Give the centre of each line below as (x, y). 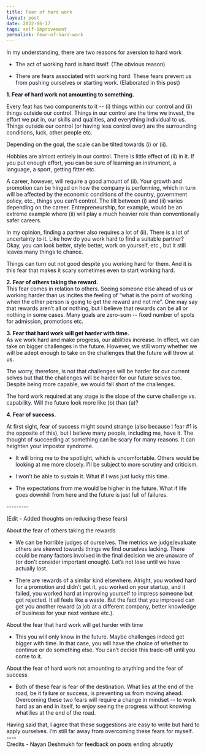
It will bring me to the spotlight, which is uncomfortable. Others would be (107, 458)
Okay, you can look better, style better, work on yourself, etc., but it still (96, 246)
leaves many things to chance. (45, 252)
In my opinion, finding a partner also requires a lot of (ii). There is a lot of (98, 232)
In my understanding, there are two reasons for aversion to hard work (94, 52)
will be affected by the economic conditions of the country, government (97, 195)
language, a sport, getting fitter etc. (51, 169)
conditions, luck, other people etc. (50, 133)
